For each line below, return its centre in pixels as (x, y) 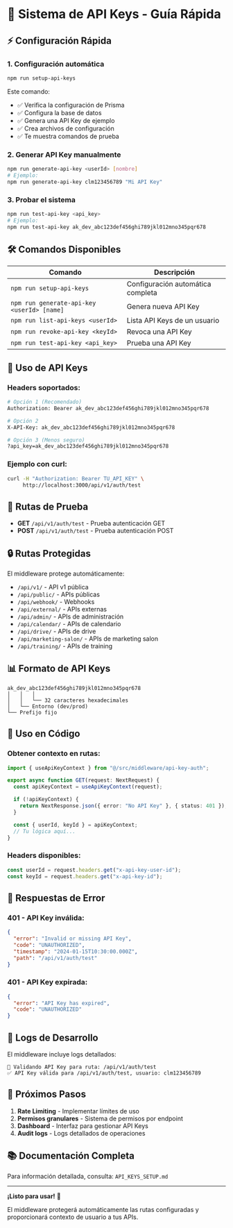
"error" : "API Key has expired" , (62, 1003)
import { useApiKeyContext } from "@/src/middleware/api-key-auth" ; (108, 768)
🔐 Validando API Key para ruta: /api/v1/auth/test (82, 1067)
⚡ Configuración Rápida (60, 41)
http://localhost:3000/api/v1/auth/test (81, 485)
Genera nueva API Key (163, 307)
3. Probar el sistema (42, 199)
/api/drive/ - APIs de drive (57, 632)
